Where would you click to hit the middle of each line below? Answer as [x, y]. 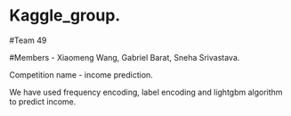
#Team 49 [28, 40]
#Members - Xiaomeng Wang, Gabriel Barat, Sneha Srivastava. [125, 57]
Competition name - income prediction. [81, 75]
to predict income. [43, 101]
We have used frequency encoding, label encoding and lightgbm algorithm [146, 92]
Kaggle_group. [65, 16]
